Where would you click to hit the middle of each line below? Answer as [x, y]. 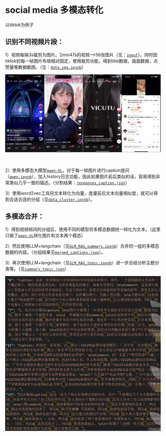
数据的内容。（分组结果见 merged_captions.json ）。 [56, 252]
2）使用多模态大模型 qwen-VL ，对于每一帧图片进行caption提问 [67, 170]
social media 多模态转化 [54, 10]
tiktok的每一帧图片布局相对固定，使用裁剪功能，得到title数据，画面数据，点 [82, 61]
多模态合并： [25, 216]
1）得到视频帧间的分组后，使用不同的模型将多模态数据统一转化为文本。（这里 [83, 229]
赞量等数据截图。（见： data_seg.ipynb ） [46, 67]
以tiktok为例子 [20, 25]
